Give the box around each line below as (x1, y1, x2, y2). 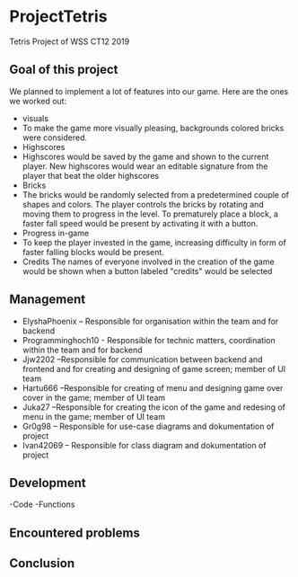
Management (9, 292, 86, 307)
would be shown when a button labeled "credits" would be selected (22, 265, 273, 276)
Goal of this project (9, 62, 118, 77)
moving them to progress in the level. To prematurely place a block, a (22, 209, 278, 219)
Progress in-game (22, 227, 90, 238)
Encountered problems (9, 525, 141, 540)
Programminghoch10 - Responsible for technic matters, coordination (22, 334, 276, 345)
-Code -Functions (9, 499, 75, 510)
